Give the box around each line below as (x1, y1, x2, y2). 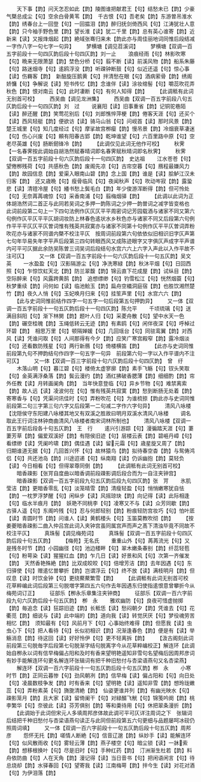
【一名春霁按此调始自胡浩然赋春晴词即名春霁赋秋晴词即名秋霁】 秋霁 (6, 147, 186, 155)
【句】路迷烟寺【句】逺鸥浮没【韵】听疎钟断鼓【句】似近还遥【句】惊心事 (6, 65, 190, 72)
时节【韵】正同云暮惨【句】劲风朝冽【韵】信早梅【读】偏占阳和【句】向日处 (6, 672, 195, 679)
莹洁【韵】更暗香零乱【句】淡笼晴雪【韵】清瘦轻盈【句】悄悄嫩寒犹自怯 (6, 485, 184, 491)
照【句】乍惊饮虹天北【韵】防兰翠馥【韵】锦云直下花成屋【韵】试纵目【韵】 (6, 267, 195, 274)
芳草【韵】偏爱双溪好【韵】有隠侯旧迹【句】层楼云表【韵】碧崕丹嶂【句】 (11, 432, 195, 439)
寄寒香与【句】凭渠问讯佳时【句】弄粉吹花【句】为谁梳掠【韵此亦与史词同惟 (6, 395, 195, 401)
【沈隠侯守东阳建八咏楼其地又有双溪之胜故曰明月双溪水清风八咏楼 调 (6, 410, 186, 416)
